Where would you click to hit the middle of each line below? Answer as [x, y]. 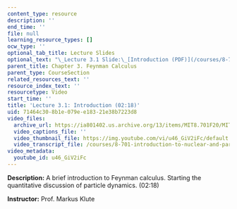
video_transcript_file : [48, 145]
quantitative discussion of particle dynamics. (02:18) [84, 185]
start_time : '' [30, 99]
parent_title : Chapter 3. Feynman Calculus [72, 66]
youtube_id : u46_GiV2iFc [50, 158]
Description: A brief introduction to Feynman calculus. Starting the [104, 177]
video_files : [26, 118]
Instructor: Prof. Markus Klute [51, 198]
